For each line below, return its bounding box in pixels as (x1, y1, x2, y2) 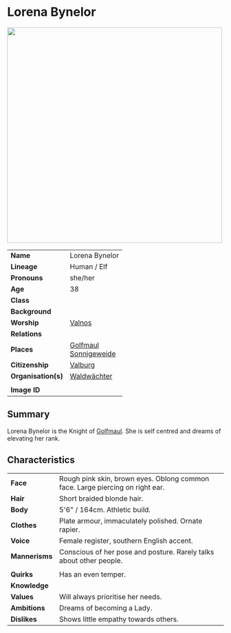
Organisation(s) (10, 371, 63, 381)
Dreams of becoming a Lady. (59, 603, 153, 612)
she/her (69, 273, 95, 283)
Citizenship (10, 360, 49, 370)
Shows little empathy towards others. (59, 614, 179, 624)
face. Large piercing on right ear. (59, 482, 165, 492)
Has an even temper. (59, 570, 126, 579)
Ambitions (10, 603, 45, 612)
